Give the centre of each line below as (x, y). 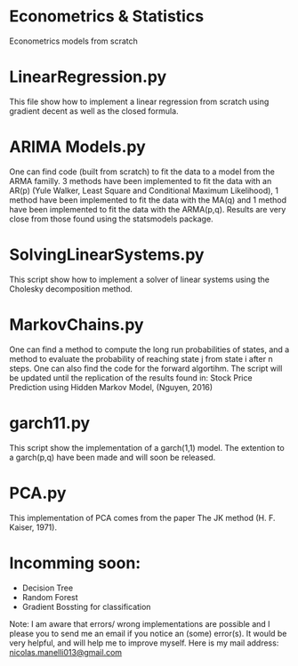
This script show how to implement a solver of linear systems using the (139, 279)
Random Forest (50, 597)
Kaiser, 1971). (33, 527)
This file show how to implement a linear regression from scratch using (139, 101)
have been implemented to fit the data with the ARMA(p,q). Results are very (148, 209)
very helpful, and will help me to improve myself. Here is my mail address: (144, 643)
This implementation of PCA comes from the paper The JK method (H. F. (142, 518)
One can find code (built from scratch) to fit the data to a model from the (142, 172)
